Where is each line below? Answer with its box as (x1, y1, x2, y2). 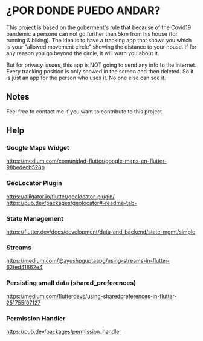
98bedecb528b (6, 164, 45, 171)
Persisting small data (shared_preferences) (6, 279, 137, 287)
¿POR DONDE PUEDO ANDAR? (6, 4, 161, 18)
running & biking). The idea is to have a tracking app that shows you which (6, 36, 192, 44)
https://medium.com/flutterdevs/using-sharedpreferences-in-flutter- (6, 292, 177, 300)
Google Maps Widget (6, 144, 69, 152)
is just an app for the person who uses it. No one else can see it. (6, 74, 166, 81)
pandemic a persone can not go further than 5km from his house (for (6, 30, 178, 37)
